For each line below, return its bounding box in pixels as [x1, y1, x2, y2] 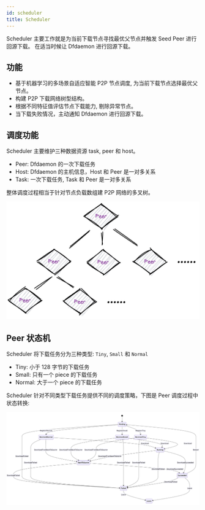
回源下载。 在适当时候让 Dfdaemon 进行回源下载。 [6, 42, 134, 50]
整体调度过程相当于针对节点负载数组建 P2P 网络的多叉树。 [6, 189, 154, 196]
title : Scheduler [6, 16, 51, 23]
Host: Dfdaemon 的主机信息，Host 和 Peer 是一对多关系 [15, 168, 156, 176]
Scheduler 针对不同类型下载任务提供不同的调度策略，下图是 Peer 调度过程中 [6, 392, 199, 399]
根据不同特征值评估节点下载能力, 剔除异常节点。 [15, 102, 136, 110]
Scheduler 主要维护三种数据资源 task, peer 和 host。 [6, 147, 139, 155]
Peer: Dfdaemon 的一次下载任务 [15, 160, 96, 168]
